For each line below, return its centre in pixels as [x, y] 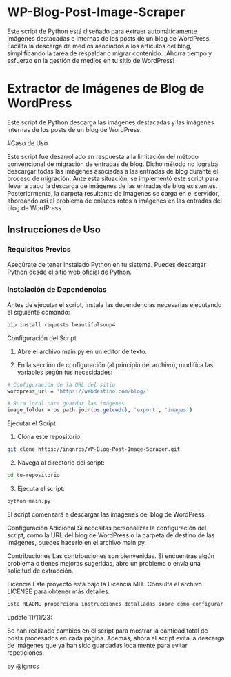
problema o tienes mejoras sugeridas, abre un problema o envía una [104, 563]
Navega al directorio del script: [61, 463]
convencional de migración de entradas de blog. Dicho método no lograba [113, 164]
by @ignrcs [23, 666]
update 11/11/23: [30, 617]
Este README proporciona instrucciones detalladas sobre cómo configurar [115, 604]
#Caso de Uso [28, 143]
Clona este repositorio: [49, 437]
